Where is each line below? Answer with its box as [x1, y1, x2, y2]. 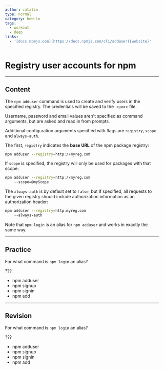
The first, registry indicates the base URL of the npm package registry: [5, 142, 149, 148]
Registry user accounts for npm [5, 60, 137, 71]
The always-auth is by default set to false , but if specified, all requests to [5, 188, 152, 194]
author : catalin [5, 7, 38, 12]
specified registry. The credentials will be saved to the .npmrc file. [5, 103, 137, 109]
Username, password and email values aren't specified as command [5, 113, 143, 119]
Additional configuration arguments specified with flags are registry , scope [5, 127, 156, 133]
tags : [5, 21, 16, 26]
